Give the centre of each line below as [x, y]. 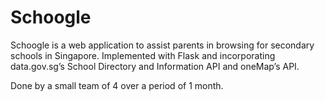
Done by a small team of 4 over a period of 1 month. [117, 85]
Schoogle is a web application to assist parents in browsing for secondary [162, 45]
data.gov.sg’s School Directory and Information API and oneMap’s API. [155, 66]
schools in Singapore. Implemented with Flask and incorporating [143, 55]
